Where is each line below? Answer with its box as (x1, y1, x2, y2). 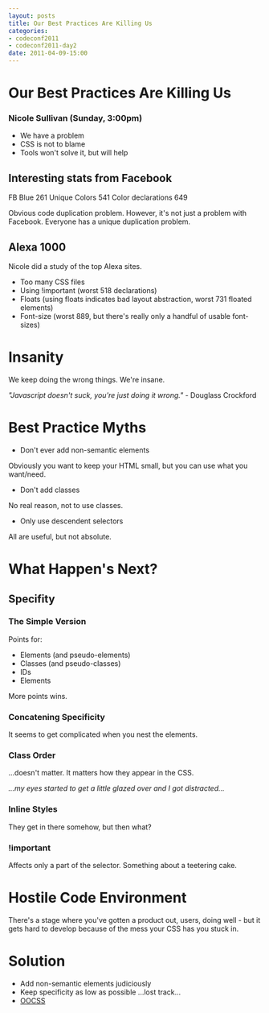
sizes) (19, 320, 40, 330)
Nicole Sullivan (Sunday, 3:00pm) (8, 113, 143, 124)
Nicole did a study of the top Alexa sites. (8, 262, 142, 271)
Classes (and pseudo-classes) (19, 658, 121, 668)
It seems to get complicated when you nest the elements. (8, 730, 198, 739)
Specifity (8, 592, 55, 606)
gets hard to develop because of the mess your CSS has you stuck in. (8, 924, 239, 933)
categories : (8, 27, 48, 35)
